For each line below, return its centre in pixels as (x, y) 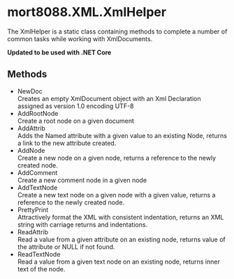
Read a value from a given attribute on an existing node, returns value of (121, 239)
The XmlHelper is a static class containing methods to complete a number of (117, 31)
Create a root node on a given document (76, 121)
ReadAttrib (33, 232)
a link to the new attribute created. (67, 143)
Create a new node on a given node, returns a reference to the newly (117, 158)
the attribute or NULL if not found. (66, 247)
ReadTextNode (39, 254)
